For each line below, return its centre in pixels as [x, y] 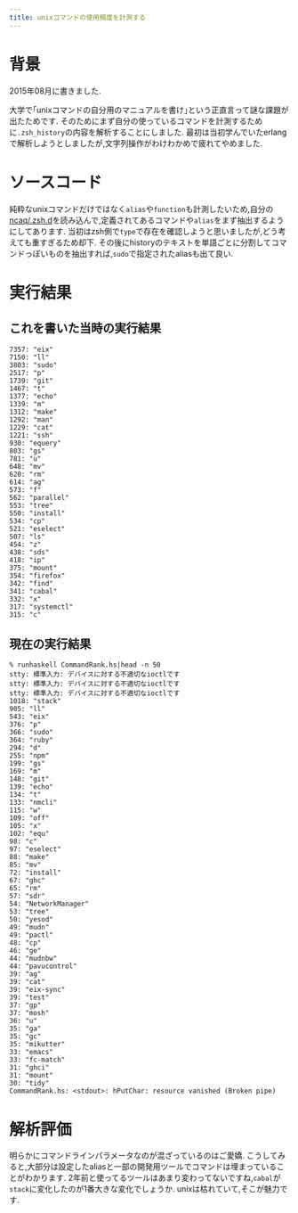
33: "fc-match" [37, 1060]
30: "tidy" [29, 1084]
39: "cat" [28, 982]
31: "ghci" [29, 1068]
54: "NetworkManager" [49, 904]
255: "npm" [29, 756]
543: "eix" [29, 717]
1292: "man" [31, 420]
